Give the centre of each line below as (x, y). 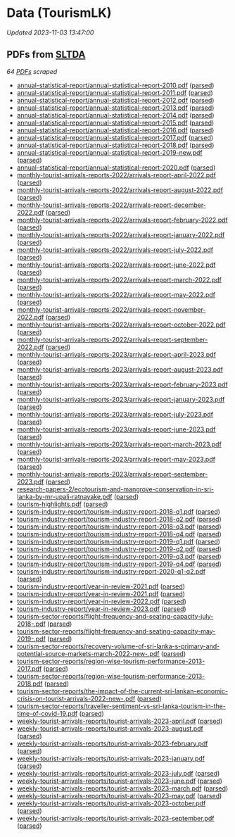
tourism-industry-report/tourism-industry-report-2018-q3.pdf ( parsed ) (119, 527)
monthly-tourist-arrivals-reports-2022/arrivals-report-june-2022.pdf (116, 265)
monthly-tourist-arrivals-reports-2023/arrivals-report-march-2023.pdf (119, 444)
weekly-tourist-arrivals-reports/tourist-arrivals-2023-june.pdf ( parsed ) (120, 781)
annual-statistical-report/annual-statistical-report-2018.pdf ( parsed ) (115, 145)
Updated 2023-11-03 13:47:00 (50, 32)
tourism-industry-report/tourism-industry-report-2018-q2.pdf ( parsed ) (119, 519)
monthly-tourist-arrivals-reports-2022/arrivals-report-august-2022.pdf (120, 190)
